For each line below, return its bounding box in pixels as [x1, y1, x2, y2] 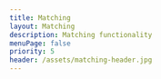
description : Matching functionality [9, 30, 153, 39]
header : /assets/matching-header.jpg [9, 55, 153, 64]
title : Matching [9, 13, 71, 23]
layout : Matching [9, 22, 75, 31]
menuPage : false [9, 38, 71, 48]
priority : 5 [9, 47, 55, 56]
